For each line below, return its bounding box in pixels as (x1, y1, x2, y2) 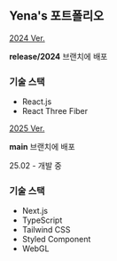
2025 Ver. (9, 123, 45, 134)
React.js (21, 96, 52, 107)
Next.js (21, 206, 49, 216)
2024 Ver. (9, 32, 46, 43)
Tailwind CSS (21, 224, 71, 235)
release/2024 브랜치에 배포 (9, 51, 108, 61)
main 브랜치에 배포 (9, 142, 75, 152)
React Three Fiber (21, 106, 89, 117)
